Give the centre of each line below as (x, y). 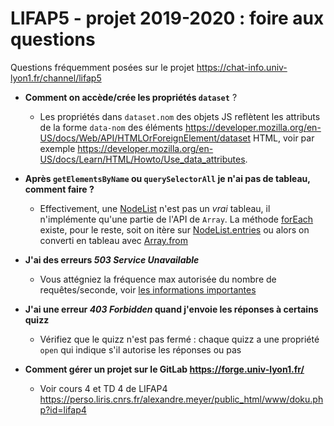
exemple (57, 148)
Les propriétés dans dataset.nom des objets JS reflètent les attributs (180, 116)
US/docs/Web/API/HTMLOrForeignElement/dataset (145, 138)
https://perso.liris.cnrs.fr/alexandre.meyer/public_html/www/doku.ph (181, 399)
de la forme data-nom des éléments (111, 127)
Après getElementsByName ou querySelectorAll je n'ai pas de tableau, (167, 178)
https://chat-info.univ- (242, 67)
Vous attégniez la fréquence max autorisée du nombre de (158, 279)
